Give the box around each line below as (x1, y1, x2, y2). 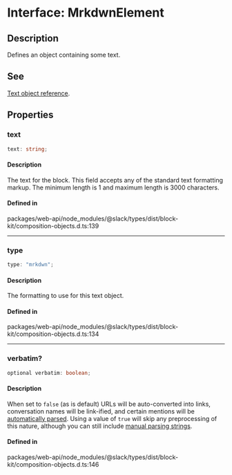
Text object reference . (7, 89, 70, 97)
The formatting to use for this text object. (7, 292, 124, 300)
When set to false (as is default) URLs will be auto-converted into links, (7, 400, 211, 408)
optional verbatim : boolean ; (7, 369, 91, 376)
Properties (7, 109, 54, 121)
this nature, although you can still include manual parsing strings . (7, 422, 193, 430)
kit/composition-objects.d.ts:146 (7, 460, 99, 468)
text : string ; (7, 145, 48, 153)
